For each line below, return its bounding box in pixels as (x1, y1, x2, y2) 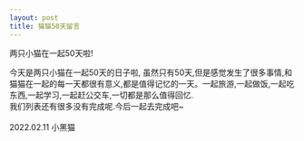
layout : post (9, 13, 59, 23)
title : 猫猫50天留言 (9, 22, 80, 31)
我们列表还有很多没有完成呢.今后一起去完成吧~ (9, 100, 184, 111)
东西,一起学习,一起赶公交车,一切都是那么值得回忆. (9, 89, 194, 100)
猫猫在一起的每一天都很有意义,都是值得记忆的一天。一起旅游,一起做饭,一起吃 (9, 78, 295, 89)
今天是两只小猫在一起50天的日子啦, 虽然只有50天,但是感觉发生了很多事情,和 (9, 67, 293, 78)
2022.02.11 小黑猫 (9, 121, 75, 132)
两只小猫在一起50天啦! (9, 47, 93, 59)
